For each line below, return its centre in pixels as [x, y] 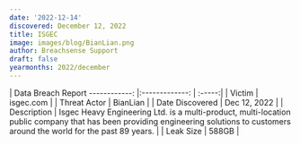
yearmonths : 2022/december [60, 68]
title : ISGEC [34, 34]
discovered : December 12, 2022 [68, 26]
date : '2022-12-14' [46, 17]
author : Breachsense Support [64, 51]
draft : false [34, 59]
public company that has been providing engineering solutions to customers [150, 121]
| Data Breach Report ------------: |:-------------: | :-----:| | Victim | [134, 93]
